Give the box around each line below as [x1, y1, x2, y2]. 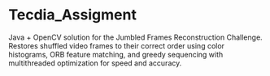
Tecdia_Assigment [8, 6, 137, 24]
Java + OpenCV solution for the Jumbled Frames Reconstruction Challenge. [8, 32, 263, 42]
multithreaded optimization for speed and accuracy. [8, 58, 182, 68]
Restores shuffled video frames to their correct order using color [8, 40, 225, 50]
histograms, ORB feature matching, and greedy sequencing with [8, 49, 224, 59]
